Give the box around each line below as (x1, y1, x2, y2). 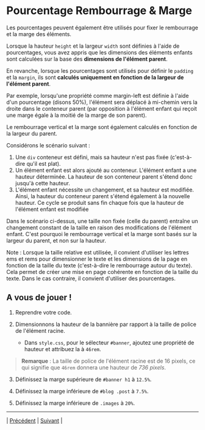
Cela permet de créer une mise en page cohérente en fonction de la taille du (6, 268, 198, 275)
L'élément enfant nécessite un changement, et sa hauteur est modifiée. (15, 186, 194, 193)
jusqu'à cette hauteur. (15, 179, 70, 187)
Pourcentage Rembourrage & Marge (6, 4, 192, 18)
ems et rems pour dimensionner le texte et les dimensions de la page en (6, 255, 188, 262)
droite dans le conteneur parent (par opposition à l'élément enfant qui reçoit (6, 105, 197, 112)
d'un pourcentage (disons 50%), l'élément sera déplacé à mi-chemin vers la (6, 98, 198, 106)
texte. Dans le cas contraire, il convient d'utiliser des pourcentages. (6, 275, 176, 282)
